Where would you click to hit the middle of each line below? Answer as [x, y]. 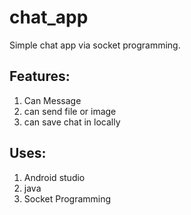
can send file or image [70, 111]
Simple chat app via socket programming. [95, 45]
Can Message [52, 100]
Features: [40, 76]
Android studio [54, 177]
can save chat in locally [72, 122]
